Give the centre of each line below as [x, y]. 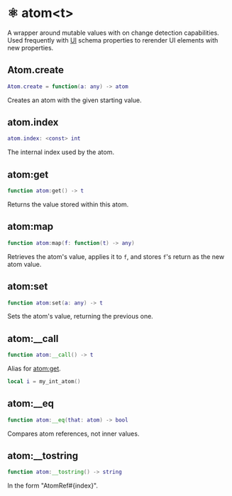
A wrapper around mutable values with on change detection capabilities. [114, 33]
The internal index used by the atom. [61, 152]
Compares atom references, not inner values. [73, 434]
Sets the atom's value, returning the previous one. [81, 316]
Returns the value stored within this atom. [68, 204]
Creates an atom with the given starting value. [74, 100]
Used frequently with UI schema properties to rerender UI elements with [113, 40]
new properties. [31, 48]
